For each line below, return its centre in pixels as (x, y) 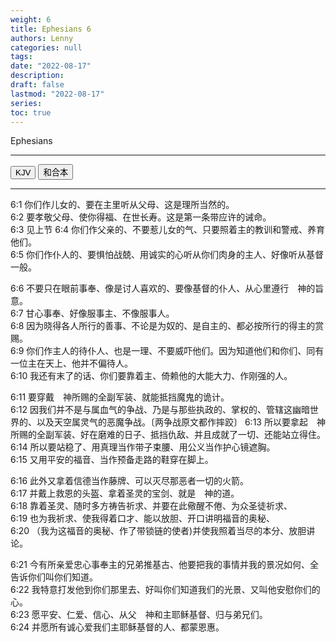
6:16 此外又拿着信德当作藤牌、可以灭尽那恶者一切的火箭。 (130, 481)
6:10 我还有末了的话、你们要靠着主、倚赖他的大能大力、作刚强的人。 (151, 376)
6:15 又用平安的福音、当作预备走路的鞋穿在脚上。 (112, 460)
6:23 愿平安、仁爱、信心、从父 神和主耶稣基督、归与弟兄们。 (139, 615)
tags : (21, 57)
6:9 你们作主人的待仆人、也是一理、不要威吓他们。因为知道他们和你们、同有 (167, 351)
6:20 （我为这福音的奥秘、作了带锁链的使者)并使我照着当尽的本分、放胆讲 (163, 531)
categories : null (46, 47)
